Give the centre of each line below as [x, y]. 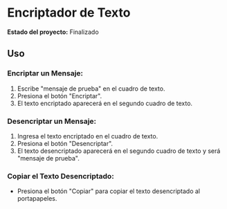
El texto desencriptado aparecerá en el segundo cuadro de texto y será [119, 151]
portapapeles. [37, 199]
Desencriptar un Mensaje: [52, 121]
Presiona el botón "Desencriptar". [65, 143]
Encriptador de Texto [69, 13]
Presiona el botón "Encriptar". [60, 96]
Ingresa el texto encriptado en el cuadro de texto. [88, 136]
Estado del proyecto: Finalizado [53, 32]
